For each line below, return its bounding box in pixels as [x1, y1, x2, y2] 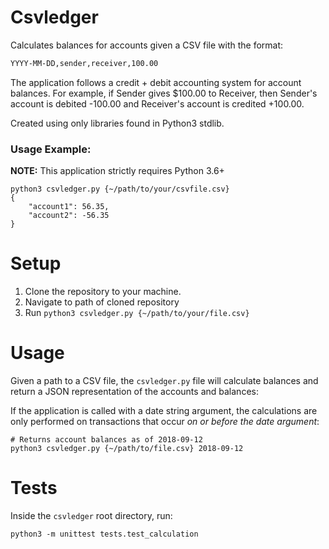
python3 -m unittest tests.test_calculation [10, 529, 199, 539]
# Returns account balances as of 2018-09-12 [10, 434, 203, 445]
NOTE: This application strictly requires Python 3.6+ [10, 165, 225, 177]
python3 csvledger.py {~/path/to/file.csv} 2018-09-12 [10, 443, 244, 453]
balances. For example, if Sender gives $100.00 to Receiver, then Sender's [10, 87, 318, 99]
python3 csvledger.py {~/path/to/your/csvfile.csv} [10, 184, 230, 195]
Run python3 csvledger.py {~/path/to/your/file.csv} [24, 307, 250, 319]
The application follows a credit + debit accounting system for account [10, 76, 302, 88]
